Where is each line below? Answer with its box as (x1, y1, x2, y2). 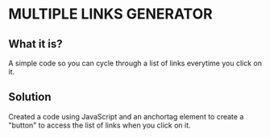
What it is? (8, 37, 63, 51)
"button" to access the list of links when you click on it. (8, 120, 191, 130)
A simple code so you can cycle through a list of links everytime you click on (8, 58, 262, 68)
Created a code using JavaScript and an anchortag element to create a (8, 111, 244, 121)
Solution (8, 90, 52, 104)
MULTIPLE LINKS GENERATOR (8, 5, 213, 23)
